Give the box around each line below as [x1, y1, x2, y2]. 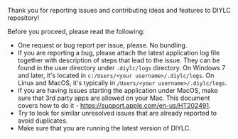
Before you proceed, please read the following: [7, 28, 145, 35]
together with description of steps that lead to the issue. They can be [17, 56, 220, 65]
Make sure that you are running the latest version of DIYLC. [17, 124, 192, 132]
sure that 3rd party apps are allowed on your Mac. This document [17, 94, 210, 102]
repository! [7, 13, 40, 22]
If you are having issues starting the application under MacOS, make [17, 87, 218, 94]
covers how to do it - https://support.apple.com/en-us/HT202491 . [17, 101, 211, 109]
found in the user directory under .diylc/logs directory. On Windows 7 [17, 64, 226, 72]
